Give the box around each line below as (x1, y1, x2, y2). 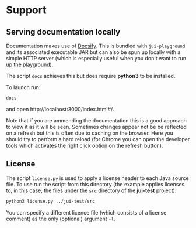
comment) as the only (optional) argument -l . (6, 215, 116, 222)
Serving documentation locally (6, 27, 121, 37)
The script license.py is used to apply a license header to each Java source (6, 174, 189, 182)
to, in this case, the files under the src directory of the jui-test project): (6, 187, 177, 194)
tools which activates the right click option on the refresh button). (6, 142, 163, 149)
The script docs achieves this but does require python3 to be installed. (6, 73, 176, 79)
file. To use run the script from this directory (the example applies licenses (6, 181, 185, 188)
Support (6, 4, 47, 17)
